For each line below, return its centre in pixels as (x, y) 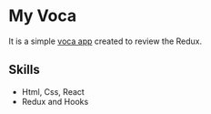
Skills (24, 70)
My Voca (43, 16)
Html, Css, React (53, 91)
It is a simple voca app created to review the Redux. (105, 41)
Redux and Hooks (55, 101)
